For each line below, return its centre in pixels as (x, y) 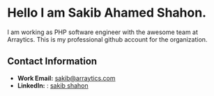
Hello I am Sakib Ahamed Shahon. (107, 13)
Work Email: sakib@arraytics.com (67, 78)
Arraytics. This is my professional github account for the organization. (107, 39)
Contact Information (52, 62)
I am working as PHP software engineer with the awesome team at (103, 32)
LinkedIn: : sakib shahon (53, 86)
